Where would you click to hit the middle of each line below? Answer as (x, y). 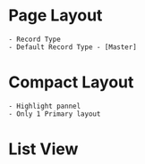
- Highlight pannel (45, 106)
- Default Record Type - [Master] (73, 47)
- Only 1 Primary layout (55, 114)
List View (43, 149)
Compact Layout (71, 82)
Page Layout (55, 16)
